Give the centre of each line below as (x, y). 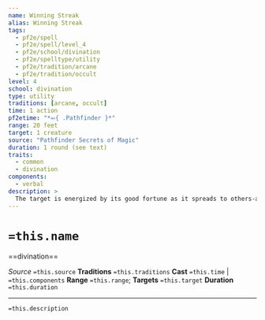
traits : (21, 154)
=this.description (38, 309)
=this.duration (33, 288)
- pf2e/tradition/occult (56, 74)
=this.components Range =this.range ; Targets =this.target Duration (121, 280)
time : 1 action (33, 111)
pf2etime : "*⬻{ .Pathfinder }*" (62, 118)
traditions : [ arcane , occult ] (58, 103)
